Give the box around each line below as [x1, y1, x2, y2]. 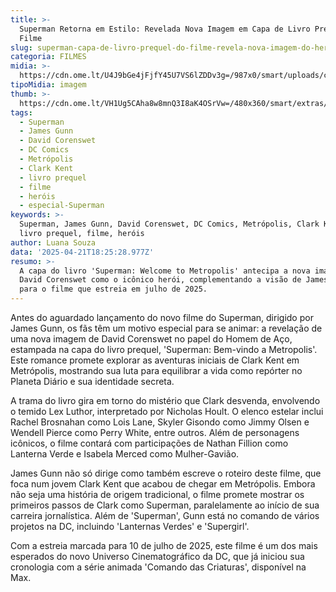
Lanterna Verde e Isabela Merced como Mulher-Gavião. [10, 448, 240, 460]
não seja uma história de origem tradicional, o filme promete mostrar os [10, 489, 305, 500]
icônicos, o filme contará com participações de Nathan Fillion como [10, 437, 289, 449]
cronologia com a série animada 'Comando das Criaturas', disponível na [10, 561, 307, 573]
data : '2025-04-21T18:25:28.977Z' [10, 247, 155, 257]
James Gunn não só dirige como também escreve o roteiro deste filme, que [10, 467, 322, 479]
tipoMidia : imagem [10, 80, 87, 90]
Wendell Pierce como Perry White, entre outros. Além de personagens [10, 427, 300, 438]
